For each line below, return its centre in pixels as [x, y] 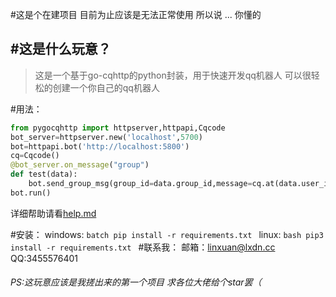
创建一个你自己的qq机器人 [106, 87]
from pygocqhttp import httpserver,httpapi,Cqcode [118, 128]
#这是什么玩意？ [61, 49]
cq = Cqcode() [35, 156]
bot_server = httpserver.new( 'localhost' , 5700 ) [106, 137]
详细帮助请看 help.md [53, 213]
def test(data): [44, 174]
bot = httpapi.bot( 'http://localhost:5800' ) [100, 146]
